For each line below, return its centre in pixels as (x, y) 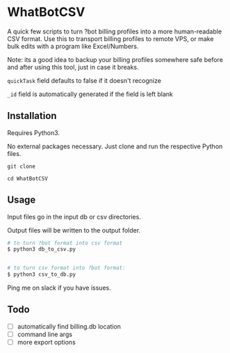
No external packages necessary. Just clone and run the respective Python (115, 146)
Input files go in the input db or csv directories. (74, 217)
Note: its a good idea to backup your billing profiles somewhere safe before (115, 59)
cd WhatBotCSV (28, 178)
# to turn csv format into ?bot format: (67, 268)
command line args (45, 334)
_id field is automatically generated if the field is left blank (90, 94)
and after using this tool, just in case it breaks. (73, 67)
